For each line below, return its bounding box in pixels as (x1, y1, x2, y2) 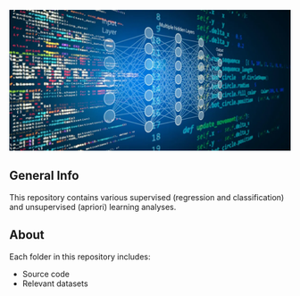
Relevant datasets (21, 278, 88, 289)
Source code (21, 268, 70, 279)
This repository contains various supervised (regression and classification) (9, 191, 285, 202)
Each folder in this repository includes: (9, 251, 151, 262)
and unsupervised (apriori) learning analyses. (9, 201, 177, 212)
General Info (9, 168, 79, 183)
